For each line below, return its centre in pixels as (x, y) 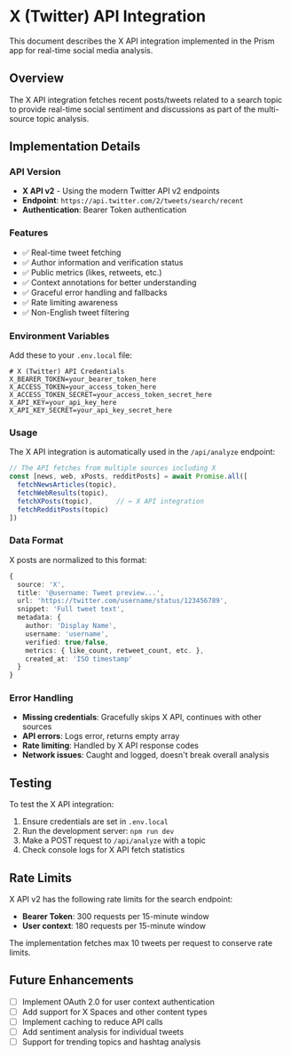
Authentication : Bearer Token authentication (104, 210)
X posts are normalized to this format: (78, 560)
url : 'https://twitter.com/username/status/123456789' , (122, 601)
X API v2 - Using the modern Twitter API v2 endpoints (121, 191)
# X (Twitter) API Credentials (67, 372)
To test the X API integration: (62, 805)
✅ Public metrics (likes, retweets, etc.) (92, 272)
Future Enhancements (72, 980)
